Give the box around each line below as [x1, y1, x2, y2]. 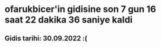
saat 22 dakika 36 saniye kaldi [4, 14, 133, 25]
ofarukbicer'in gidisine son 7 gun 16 [4, 3, 156, 15]
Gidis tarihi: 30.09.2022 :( [4, 34, 87, 42]
